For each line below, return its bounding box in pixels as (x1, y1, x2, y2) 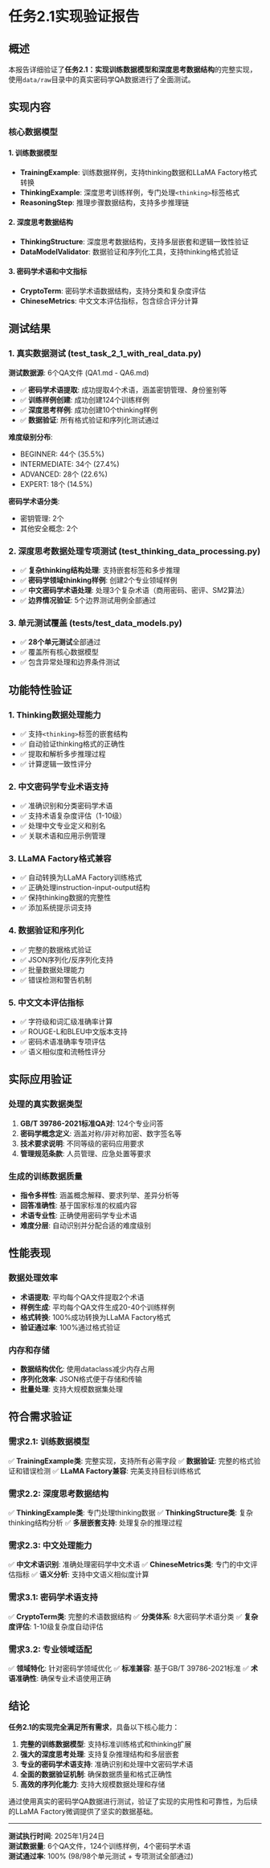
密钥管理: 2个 (19, 513, 64, 523)
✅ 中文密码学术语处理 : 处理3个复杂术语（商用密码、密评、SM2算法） (19, 585, 249, 595)
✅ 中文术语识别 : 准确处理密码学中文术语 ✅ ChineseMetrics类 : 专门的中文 (8, 1559, 251, 1569)
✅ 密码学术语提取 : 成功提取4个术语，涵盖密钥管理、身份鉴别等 (19, 385, 227, 394)
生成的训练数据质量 (8, 1171, 83, 1182)
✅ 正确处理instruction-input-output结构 (19, 883, 150, 893)
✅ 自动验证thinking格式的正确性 (19, 738, 126, 748)
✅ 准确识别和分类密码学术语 (19, 801, 113, 811)
